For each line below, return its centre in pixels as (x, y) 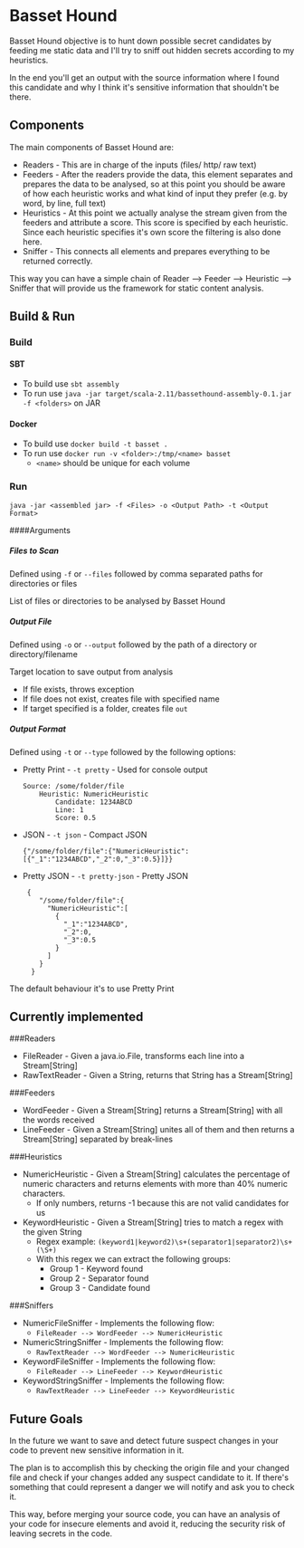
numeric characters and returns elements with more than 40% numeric (155, 1184)
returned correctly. (57, 261)
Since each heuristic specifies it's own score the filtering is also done (152, 232)
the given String (52, 1232)
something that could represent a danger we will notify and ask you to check (152, 1487)
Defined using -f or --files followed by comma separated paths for (136, 573)
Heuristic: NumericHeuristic (94, 794)
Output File (31, 622)
